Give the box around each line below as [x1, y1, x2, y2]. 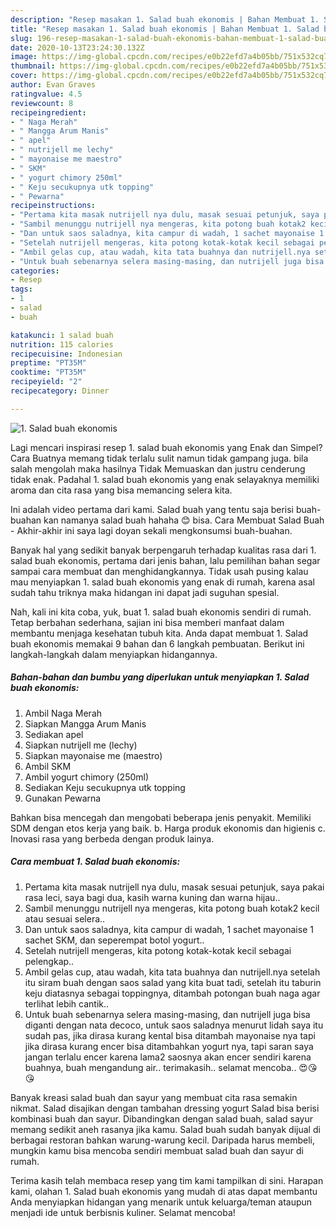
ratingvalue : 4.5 [10, 89, 83, 99]
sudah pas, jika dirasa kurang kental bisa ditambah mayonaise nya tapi [24, 1029, 316, 1041]
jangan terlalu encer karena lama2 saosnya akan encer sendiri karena [24, 1051, 312, 1063]
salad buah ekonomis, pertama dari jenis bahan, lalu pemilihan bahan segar [10, 554, 321, 566]
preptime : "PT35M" [10, 358, 87, 368]
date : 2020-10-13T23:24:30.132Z [10, 42, 145, 53]
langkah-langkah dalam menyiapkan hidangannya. [10, 648, 218, 660]
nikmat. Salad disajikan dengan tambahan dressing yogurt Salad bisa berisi [10, 1102, 320, 1114]
